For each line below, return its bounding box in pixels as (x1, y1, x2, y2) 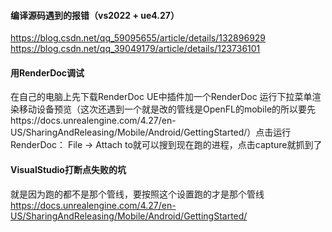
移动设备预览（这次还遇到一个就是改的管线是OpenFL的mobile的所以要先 (18, 103, 317, 115)
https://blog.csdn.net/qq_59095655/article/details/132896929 (10, 32, 267, 44)
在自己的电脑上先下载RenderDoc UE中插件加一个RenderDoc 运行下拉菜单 (10, 91, 313, 103)
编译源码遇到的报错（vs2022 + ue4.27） (10, 9, 180, 21)
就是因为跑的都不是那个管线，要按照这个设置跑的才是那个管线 (10, 188, 265, 200)
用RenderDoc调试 (10, 66, 85, 79)
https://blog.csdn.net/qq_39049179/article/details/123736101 (10, 43, 261, 55)
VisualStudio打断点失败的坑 (10, 164, 127, 175)
